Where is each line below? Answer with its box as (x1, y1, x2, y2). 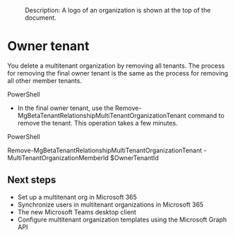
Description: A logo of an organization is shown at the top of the (25, 6, 211, 14)
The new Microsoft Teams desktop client (17, 207, 136, 216)
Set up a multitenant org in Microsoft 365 (17, 193, 138, 201)
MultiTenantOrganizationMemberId (7, 153, 109, 162)
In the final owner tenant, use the (17, 104, 114, 112)
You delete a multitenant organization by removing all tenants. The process (7, 61, 225, 70)
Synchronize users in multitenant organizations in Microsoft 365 (17, 200, 204, 209)
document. (25, 13, 56, 22)
